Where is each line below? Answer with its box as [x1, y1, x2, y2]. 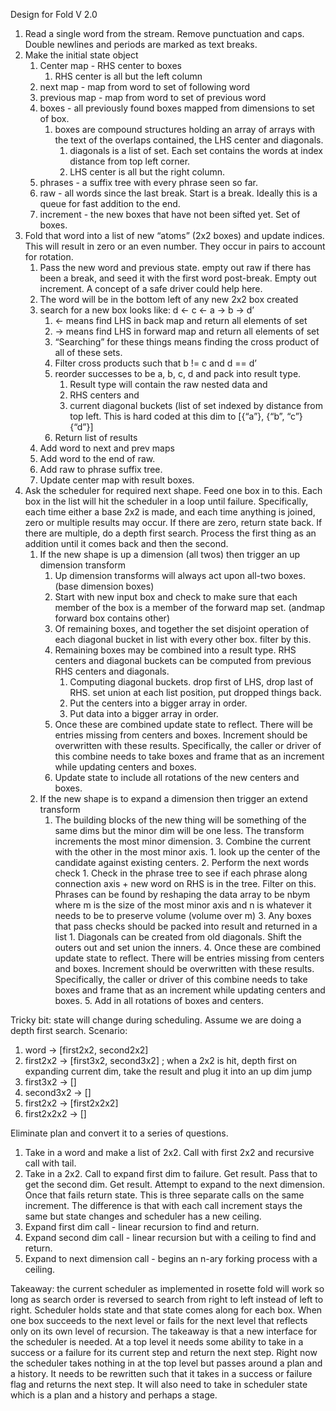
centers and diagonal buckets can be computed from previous [54, 655, 312, 666]
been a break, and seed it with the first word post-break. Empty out [39, 272, 317, 284]
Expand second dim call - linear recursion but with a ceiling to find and [24, 1232, 317, 1243]
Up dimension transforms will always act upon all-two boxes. [54, 570, 306, 581]
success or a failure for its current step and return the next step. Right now [10, 1347, 318, 1358]
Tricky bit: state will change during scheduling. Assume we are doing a [10, 1014, 302, 1026]
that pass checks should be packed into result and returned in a [54, 920, 318, 932]
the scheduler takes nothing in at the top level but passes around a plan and [10, 1357, 323, 1369]
